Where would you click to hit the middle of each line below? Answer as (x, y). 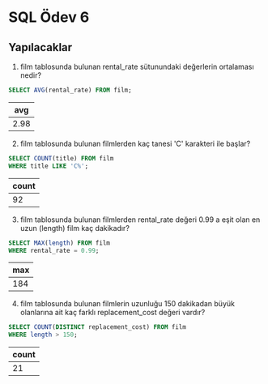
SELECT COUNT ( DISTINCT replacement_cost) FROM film (97, 327)
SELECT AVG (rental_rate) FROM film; (70, 90)
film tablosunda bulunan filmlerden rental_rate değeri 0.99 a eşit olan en (140, 220)
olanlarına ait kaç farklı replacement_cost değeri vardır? (113, 313)
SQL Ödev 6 (49, 17)
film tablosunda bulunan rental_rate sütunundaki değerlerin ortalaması (137, 66)
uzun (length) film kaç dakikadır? (74, 228)
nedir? (31, 75)
